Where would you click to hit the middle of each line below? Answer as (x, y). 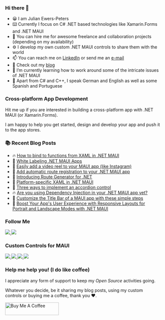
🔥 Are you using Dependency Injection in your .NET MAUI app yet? (80, 192)
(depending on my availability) (43, 42)
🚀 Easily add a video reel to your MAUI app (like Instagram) (72, 166)
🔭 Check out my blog (33, 65)
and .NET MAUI (28, 31)
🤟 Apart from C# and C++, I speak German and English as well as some (85, 81)
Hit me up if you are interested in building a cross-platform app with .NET (79, 110)
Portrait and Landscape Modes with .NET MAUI (60, 208)
